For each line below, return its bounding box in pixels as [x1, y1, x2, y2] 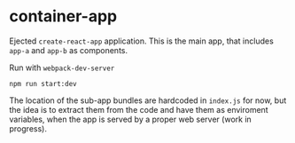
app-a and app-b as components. [9, 44, 128, 55]
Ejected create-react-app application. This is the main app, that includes [9, 36, 275, 46]
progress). [9, 123, 47, 134]
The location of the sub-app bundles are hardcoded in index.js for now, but [9, 95, 287, 106]
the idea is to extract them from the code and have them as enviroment [9, 104, 268, 115]
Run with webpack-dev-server [9, 62, 115, 73]
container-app [9, 6, 118, 27]
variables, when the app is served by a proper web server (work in [9, 114, 252, 124]
